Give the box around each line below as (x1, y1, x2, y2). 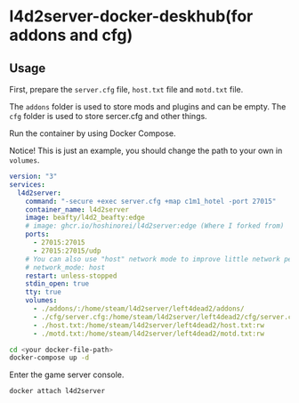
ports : (25, 230, 50, 239)
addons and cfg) (9, 25, 133, 45)
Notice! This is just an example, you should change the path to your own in (9, 145, 283, 156)
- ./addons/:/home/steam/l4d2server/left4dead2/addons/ (32, 304, 245, 313)
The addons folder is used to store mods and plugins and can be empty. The (9, 101, 287, 112)
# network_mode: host (25, 262, 105, 272)
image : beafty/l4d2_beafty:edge (25, 214, 145, 222)
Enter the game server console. (9, 369, 125, 380)
